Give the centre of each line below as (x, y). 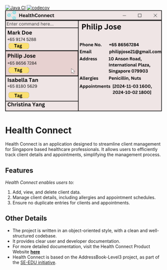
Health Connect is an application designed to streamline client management (83, 144)
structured (23, 235)
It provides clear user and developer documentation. (66, 241)
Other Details (26, 218)
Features (19, 170)
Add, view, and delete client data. (47, 192)
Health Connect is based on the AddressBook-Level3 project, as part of (86, 257)
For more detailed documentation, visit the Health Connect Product (81, 246)
